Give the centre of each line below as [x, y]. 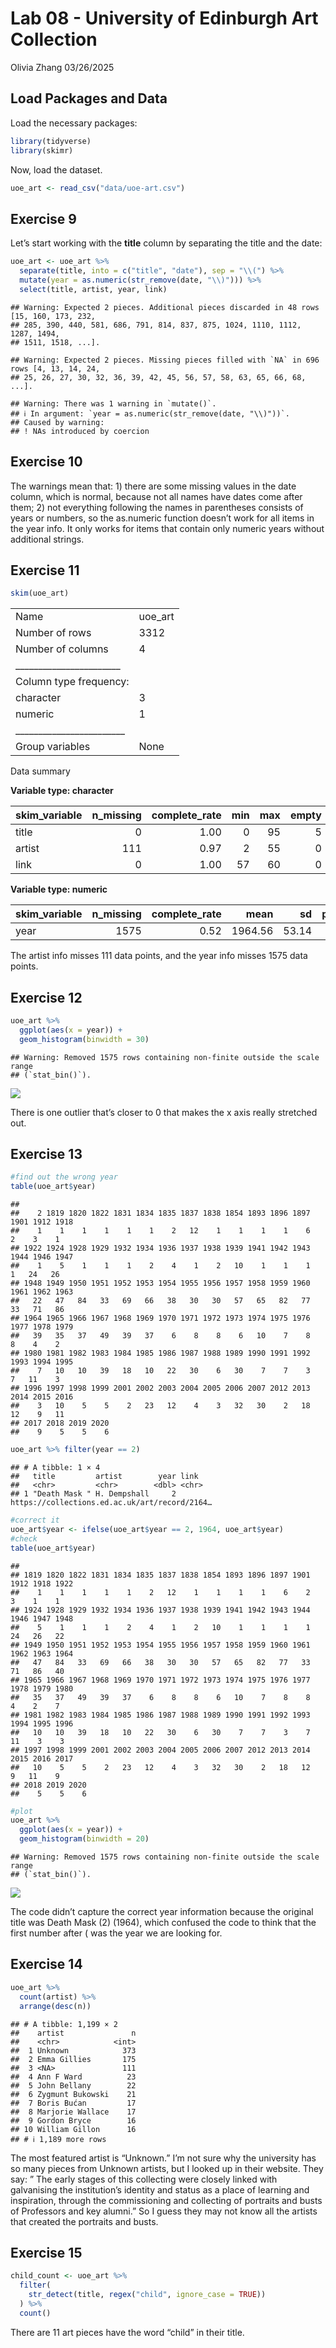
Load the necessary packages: [74, 123]
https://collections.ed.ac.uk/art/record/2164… [111, 1503]
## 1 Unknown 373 [73, 2050]
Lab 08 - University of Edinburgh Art [164, 18]
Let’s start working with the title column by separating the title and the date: [166, 243]
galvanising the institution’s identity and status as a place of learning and [160, 2189]
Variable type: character [62, 791]
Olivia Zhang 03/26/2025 [62, 67]
